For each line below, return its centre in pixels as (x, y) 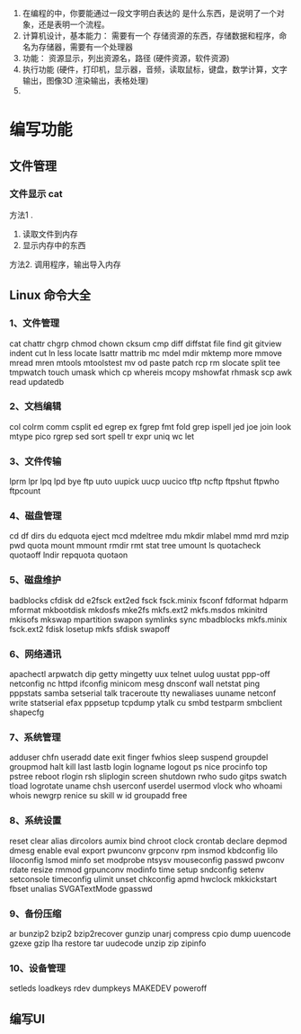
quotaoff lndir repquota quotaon (69, 555)
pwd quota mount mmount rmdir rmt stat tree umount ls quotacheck (135, 546)
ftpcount (25, 491)
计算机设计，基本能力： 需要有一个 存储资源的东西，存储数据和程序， (150, 36)
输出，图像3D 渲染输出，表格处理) (85, 80)
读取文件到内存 (50, 234)
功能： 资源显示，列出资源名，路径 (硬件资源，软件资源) (126, 58)
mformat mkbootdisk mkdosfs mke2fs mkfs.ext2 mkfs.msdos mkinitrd (138, 610)
